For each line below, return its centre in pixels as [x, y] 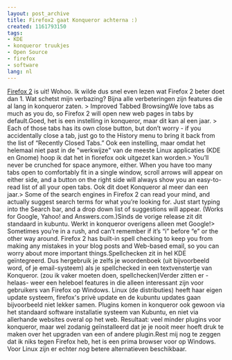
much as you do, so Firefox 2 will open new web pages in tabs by [100, 113]
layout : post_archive [38, 13]
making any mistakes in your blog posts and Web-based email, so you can [113, 246]
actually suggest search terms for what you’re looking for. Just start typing [114, 201]
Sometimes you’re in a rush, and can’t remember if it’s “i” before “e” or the [113, 231]
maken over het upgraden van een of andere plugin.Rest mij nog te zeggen [114, 334]
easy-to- [209, 179]
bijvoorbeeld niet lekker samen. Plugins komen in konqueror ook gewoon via [116, 305]
